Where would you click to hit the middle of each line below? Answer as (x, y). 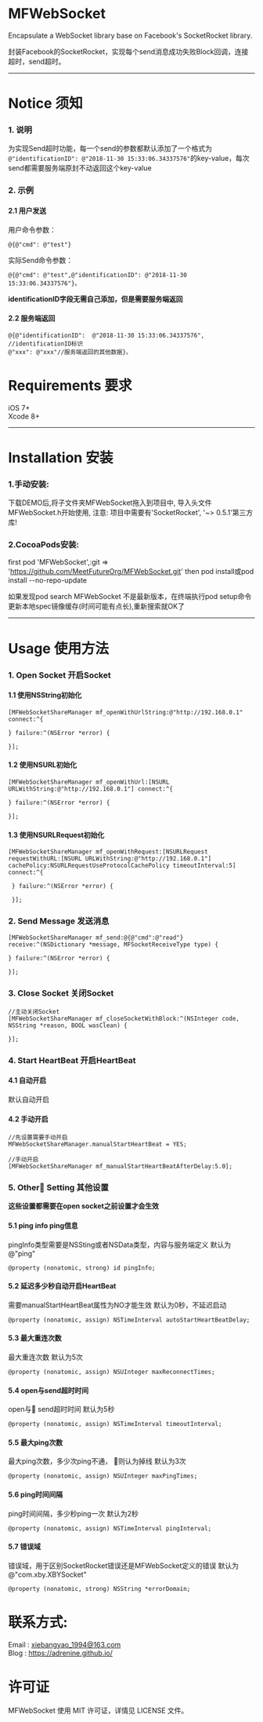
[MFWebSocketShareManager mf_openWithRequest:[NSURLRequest (108, 852)
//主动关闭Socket (34, 1011)
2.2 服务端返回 (32, 318)
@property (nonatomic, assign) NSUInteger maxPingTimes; (103, 1476)
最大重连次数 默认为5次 (46, 1357)
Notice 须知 (46, 104)
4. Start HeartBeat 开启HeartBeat (72, 1060)
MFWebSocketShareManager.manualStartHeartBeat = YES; (98, 1144)
